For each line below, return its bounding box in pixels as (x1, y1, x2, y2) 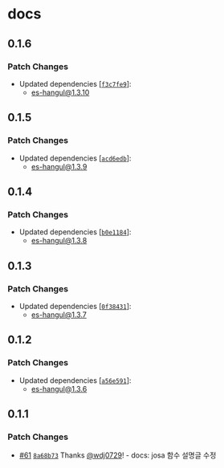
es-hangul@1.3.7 (31, 310, 88, 319)
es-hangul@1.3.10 (31, 87, 90, 97)
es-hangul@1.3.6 (31, 384, 88, 393)
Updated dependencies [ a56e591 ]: (18, 375, 132, 385)
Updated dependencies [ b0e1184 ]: (18, 227, 132, 237)
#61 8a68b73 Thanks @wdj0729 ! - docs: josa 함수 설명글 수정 (18, 450, 217, 460)
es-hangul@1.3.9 (31, 161, 88, 171)
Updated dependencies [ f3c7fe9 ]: (18, 79, 132, 88)
